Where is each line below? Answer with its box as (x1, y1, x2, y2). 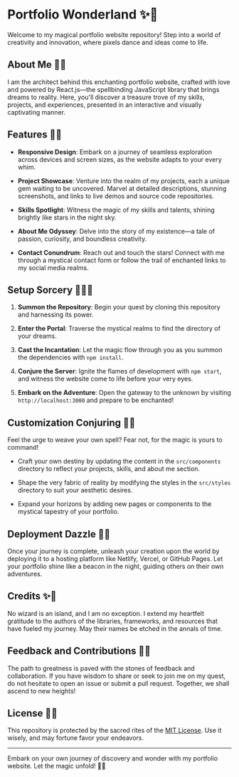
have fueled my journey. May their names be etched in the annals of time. (7, 624, 223, 633)
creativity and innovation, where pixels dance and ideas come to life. (7, 38, 208, 46)
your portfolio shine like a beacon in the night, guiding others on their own (7, 562, 224, 570)
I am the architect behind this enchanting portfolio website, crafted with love (7, 78, 230, 86)
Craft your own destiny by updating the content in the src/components (17, 457, 221, 465)
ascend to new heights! (7, 686, 76, 695)
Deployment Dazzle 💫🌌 (7, 528, 111, 540)
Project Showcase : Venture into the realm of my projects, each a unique (17, 176, 230, 185)
